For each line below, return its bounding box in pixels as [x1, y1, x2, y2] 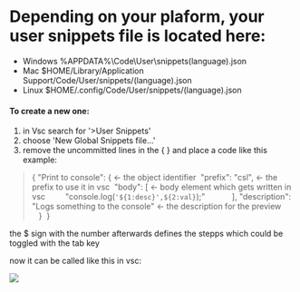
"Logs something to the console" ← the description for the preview [31, 201, 282, 212]
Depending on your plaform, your [9, 6, 265, 27]
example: [22, 154, 57, 165]
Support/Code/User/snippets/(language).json [22, 74, 192, 85]
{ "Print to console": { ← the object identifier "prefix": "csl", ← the [31, 172, 278, 183]
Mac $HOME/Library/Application [22, 65, 144, 76]
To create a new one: [9, 105, 90, 116]
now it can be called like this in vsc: [9, 256, 142, 267]
